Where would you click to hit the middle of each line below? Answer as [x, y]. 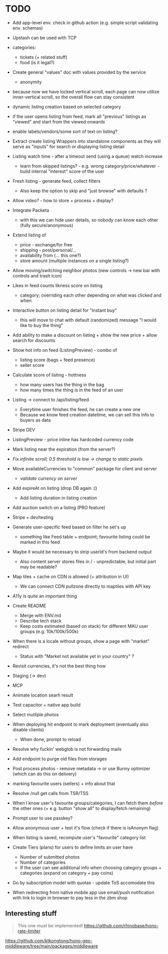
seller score [32, 365]
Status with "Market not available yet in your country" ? [77, 656]
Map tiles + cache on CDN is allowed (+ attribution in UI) [71, 576]
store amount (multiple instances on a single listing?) [74, 260]
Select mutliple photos [36, 714]
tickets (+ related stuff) [44, 57]
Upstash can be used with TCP [44, 38]
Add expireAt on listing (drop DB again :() [55, 488]
